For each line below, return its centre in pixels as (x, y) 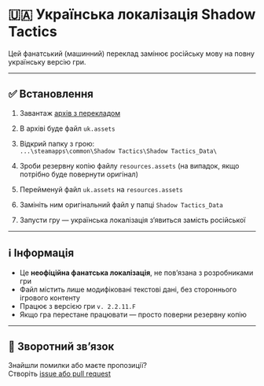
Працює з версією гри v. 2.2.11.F (77, 306)
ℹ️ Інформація (41, 253)
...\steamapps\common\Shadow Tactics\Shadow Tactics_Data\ (118, 151)
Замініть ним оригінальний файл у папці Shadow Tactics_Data (121, 204)
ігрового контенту (50, 298)
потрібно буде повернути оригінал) (79, 174)
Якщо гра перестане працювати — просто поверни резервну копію (133, 314)
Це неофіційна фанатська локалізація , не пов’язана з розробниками (136, 273)
